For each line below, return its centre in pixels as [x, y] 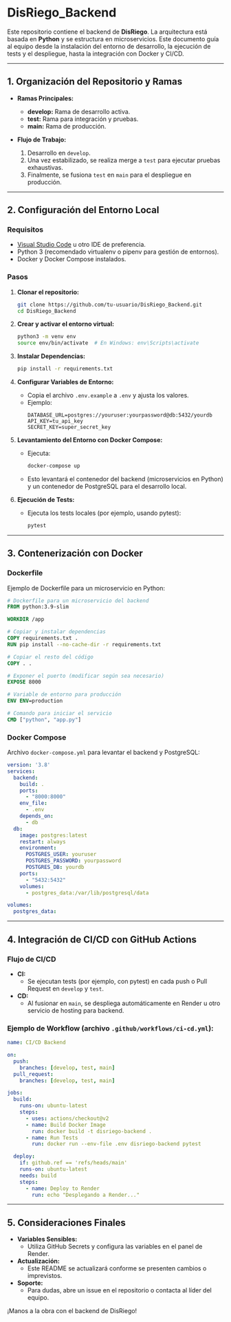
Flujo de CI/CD [32, 959]
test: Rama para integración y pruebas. [83, 119]
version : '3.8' [29, 765]
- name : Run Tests [52, 1138]
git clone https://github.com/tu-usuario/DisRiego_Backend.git [110, 305]
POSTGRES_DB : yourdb [55, 868]
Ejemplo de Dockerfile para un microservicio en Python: [86, 588]
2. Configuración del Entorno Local [83, 210]
